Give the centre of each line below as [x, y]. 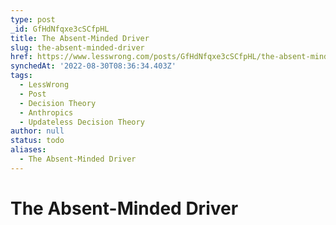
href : [21, 57]
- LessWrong [44, 85]
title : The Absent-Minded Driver [80, 38]
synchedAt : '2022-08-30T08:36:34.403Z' [93, 66]
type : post [33, 19]
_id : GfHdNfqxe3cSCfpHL [60, 29]
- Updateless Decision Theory [82, 122]
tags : [21, 76]
